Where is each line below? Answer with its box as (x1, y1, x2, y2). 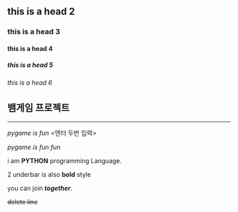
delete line (7, 197, 38, 206)
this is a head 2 (7, 6, 76, 18)
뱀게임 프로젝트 (7, 102, 70, 114)
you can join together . (7, 184, 73, 192)
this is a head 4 (7, 44, 53, 52)
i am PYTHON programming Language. (7, 156, 123, 165)
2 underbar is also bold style (7, 170, 91, 179)
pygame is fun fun (7, 143, 61, 151)
